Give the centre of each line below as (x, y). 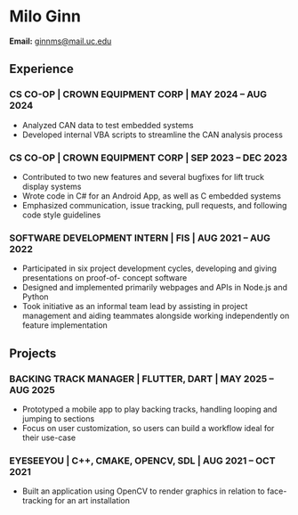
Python (35, 297)
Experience (41, 69)
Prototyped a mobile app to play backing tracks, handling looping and (149, 409)
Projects (33, 353)
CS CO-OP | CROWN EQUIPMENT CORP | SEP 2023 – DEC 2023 (148, 158)
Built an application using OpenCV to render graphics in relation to (143, 491)
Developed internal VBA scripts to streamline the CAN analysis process (152, 135)
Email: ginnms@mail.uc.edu (60, 41)
